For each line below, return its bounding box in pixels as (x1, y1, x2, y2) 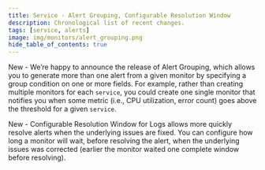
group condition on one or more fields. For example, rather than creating (8, 79, 244, 89)
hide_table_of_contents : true (8, 41, 108, 49)
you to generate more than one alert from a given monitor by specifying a (8, 71, 247, 80)
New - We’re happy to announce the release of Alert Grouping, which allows (8, 62, 256, 72)
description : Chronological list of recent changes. (8, 19, 185, 27)
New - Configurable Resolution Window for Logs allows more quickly (8, 120, 233, 129)
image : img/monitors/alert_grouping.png (8, 33, 144, 42)
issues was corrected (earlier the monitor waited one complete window (8, 145, 240, 154)
